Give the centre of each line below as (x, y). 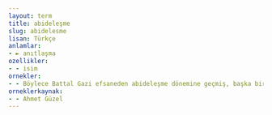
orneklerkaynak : (36, 91)
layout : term (30, 16)
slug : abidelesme (38, 31)
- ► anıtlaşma (32, 53)
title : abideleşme (39, 23)
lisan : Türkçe (32, 38)
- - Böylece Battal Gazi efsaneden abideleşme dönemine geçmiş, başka (130, 83)
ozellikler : (28, 62)
